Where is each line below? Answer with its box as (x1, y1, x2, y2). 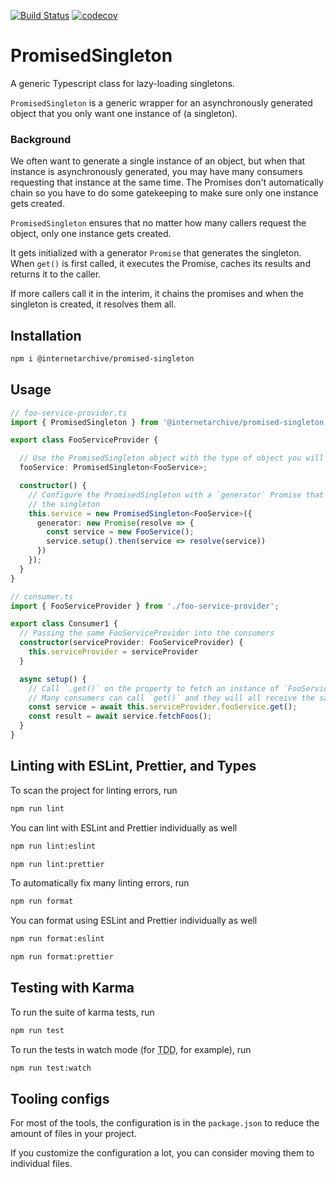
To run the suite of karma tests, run (10, 1006, 155, 1018)
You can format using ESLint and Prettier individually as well (10, 915, 258, 927)
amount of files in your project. (10, 1128, 137, 1140)
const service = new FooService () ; (46, 527, 195, 537)
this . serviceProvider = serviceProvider (28, 647, 199, 657)
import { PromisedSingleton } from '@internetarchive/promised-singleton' (10, 417, 329, 427)
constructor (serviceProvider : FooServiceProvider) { (19, 638, 244, 648)
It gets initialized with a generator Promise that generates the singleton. (10, 247, 302, 259)
